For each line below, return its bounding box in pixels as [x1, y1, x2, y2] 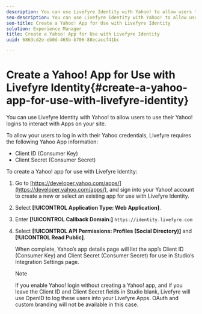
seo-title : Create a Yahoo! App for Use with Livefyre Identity [6, 20, 171, 26]
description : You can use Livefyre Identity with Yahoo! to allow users [6, 8, 192, 15]
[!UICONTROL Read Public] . [14, 233, 85, 241]
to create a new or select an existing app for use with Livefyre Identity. [14, 192, 189, 199]
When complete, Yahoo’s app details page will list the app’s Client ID [14, 245, 184, 253]
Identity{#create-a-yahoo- [50, 81, 188, 95]
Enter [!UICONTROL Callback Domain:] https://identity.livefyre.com [14, 215, 193, 223]
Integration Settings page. [14, 258, 79, 265]
